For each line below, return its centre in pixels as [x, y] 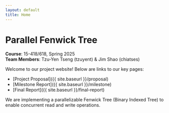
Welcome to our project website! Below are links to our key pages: [75, 69]
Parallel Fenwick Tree [51, 40]
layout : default [22, 10]
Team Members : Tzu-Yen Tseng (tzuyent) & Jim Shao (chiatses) [73, 60]
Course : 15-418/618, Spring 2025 [40, 54]
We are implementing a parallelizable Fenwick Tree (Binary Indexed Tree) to [84, 100]
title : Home [18, 15]
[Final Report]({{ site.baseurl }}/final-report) [59, 90]
